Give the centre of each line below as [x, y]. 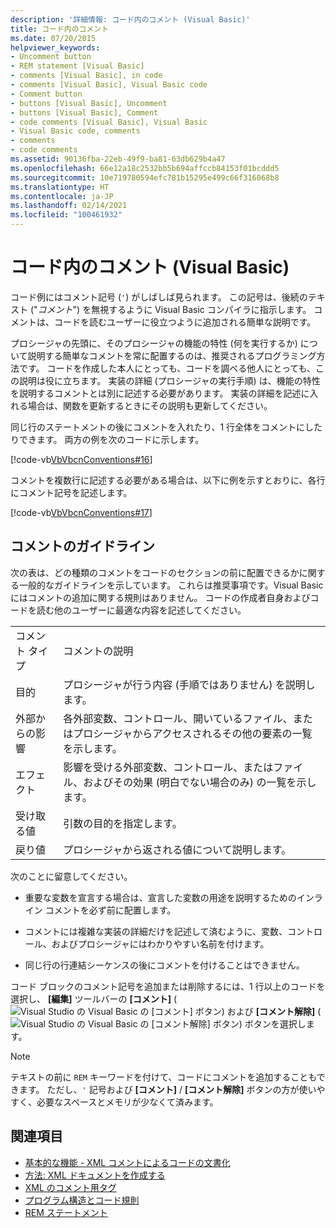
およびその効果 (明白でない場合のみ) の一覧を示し [200, 782]
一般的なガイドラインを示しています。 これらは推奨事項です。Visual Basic [171, 585]
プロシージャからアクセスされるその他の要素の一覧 [193, 733]
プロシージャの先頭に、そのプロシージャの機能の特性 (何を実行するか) [154, 343]
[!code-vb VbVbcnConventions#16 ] [81, 459]
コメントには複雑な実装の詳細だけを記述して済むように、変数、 [156, 931]
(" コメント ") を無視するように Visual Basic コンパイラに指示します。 [170, 309]
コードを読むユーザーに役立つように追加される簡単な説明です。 [185, 322]
